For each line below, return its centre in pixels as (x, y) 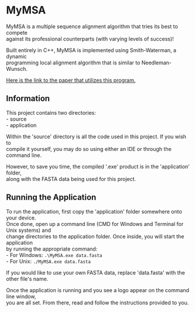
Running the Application (51, 198)
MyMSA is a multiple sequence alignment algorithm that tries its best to (92, 26)
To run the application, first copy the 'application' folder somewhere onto (94, 211)
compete (17, 32)
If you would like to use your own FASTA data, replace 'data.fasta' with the (96, 272)
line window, (21, 296)
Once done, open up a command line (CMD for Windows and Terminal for (95, 224)
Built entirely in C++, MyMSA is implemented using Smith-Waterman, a (91, 50)
